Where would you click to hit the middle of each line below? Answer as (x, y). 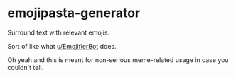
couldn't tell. (26, 67)
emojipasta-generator (74, 13)
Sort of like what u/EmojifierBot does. (62, 46)
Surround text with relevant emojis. (59, 32)
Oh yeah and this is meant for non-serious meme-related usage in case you (118, 60)
